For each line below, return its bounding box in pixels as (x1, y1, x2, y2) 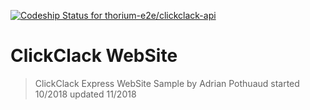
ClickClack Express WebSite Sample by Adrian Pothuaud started (34, 77, 300, 89)
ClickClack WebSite (10, 45, 178, 67)
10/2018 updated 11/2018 (34, 88, 137, 100)
